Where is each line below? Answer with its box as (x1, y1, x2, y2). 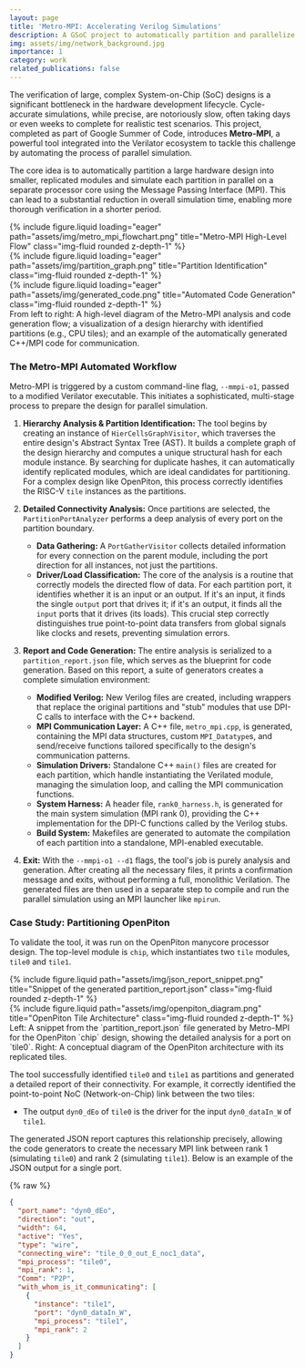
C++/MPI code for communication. (9, 337, 140, 348)
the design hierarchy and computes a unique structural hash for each (22, 447, 283, 458)
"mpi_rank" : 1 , (17, 1266, 76, 1275)
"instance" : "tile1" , (33, 1300, 117, 1309)
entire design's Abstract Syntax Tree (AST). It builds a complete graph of (22, 437, 296, 448)
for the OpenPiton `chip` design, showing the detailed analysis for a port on (9, 1032, 291, 1044)
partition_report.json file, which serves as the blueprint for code (22, 655, 271, 666)
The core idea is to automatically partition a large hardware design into (9, 165, 275, 176)
